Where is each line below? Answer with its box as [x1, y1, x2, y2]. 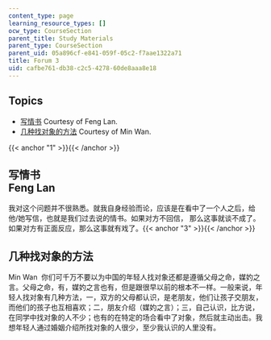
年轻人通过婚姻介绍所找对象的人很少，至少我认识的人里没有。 [15, 323, 220, 333]
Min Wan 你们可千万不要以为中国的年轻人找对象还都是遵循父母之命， [8, 272, 240, 282]
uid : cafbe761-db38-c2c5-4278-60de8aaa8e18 [8, 64, 157, 73]
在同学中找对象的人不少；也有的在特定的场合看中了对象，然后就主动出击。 [8, 313, 256, 322]
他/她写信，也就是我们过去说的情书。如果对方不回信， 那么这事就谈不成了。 [8, 214, 261, 223]
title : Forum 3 [8, 57, 60, 65]
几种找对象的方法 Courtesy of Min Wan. [19, 126, 152, 136]
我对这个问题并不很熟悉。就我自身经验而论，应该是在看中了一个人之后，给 [8, 203, 256, 214]
